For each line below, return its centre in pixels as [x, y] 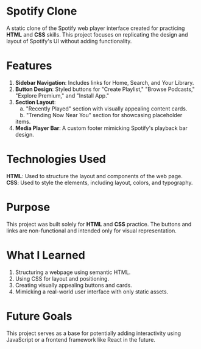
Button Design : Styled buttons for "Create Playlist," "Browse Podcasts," [105, 89]
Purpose [28, 207]
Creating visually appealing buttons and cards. [73, 285]
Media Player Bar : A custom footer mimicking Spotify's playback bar [101, 128]
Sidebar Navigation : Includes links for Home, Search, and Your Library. [104, 82]
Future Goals [39, 316]
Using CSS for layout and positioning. [62, 278]
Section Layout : [35, 102]
